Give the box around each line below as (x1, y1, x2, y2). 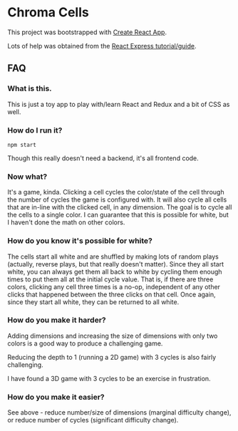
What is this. (7, 83, 52, 93)
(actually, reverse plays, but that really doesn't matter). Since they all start (7, 259, 224, 268)
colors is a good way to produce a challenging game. (7, 339, 163, 348)
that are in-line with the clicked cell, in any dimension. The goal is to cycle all (7, 203, 232, 212)
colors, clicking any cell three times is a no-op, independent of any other (7, 282, 221, 291)
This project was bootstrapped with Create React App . (7, 28, 167, 36)
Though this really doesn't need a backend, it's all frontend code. (7, 154, 200, 162)
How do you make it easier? (7, 392, 105, 402)
